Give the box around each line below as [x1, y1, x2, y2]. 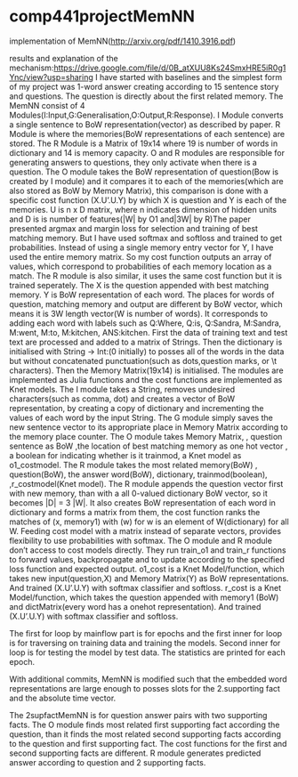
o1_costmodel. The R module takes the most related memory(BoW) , [9, 459, 258, 470]
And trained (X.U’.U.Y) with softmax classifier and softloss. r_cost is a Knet [9, 582, 282, 593]
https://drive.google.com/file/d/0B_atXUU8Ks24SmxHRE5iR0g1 [52, 62, 286, 73]
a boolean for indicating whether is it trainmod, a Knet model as [9, 449, 242, 460]
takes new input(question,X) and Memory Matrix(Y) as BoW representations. [9, 572, 289, 584]
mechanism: [9, 62, 54, 73]
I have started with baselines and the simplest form [94, 71, 283, 82]
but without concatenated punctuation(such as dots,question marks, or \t [9, 355, 278, 366]
